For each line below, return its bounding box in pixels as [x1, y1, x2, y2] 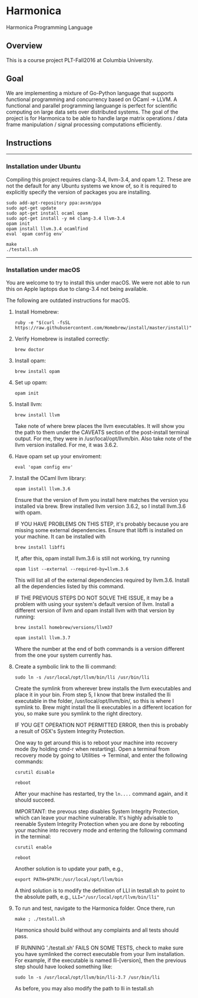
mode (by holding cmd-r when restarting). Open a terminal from [14, 745, 170, 752]
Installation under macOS [6, 265, 81, 274]
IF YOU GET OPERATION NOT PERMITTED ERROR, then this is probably [14, 721, 189, 728]
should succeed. [14, 796, 55, 803]
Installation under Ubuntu [6, 163, 81, 171]
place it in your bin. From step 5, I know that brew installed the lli [14, 691, 171, 698]
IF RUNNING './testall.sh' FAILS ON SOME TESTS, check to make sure [14, 944, 184, 951]
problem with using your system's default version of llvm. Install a [14, 600, 174, 607]
